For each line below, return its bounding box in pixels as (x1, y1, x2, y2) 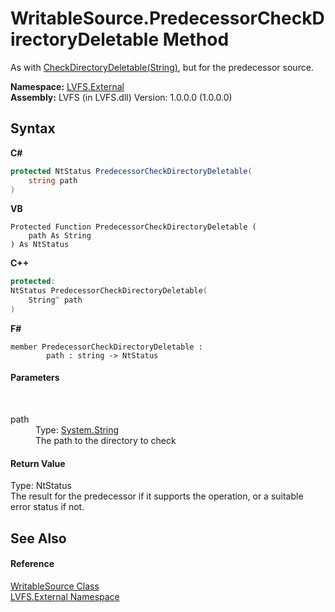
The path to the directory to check (35, 435, 177, 447)
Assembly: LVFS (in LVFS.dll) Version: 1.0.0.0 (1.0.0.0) (10, 91, 233, 103)
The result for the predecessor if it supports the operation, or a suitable (10, 490, 304, 502)
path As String (28, 231, 92, 241)
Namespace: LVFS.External (10, 80, 125, 92)
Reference (10, 558, 55, 570)
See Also (10, 530, 67, 547)
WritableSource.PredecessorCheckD (10, 7, 325, 30)
